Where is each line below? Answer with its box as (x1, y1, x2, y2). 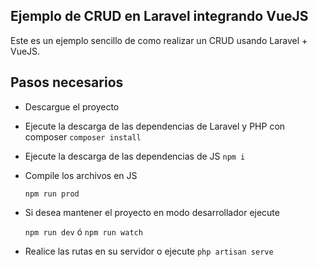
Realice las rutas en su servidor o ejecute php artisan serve (24, 245, 274, 257)
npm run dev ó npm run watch (24, 225, 143, 238)
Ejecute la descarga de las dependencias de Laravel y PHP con (24, 120, 286, 132)
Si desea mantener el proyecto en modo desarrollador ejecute (24, 206, 280, 218)
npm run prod (24, 189, 80, 199)
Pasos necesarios (10, 74, 124, 91)
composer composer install (24, 130, 142, 143)
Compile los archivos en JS (24, 169, 138, 181)
